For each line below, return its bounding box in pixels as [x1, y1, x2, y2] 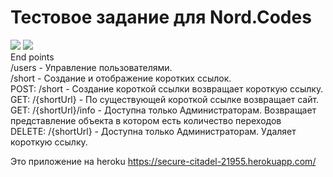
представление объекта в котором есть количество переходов [10, 114, 282, 126]
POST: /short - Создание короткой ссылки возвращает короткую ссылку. [10, 82, 324, 95]
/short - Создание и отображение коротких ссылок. [10, 72, 232, 84]
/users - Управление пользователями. [10, 61, 173, 73]
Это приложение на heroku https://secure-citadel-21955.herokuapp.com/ [10, 155, 317, 167]
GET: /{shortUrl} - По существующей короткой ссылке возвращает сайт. [10, 93, 320, 105]
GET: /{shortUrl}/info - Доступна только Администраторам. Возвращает [10, 104, 317, 116]
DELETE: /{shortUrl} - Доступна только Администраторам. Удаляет [10, 125, 297, 137]
